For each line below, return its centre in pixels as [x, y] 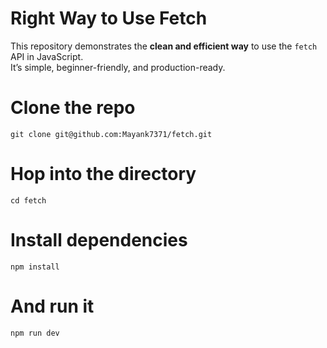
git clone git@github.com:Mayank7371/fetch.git [111, 134]
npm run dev [35, 333]
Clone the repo [73, 108]
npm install [35, 267]
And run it [52, 306]
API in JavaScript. [47, 56]
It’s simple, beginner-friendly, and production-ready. [118, 67]
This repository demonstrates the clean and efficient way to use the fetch [164, 46]
